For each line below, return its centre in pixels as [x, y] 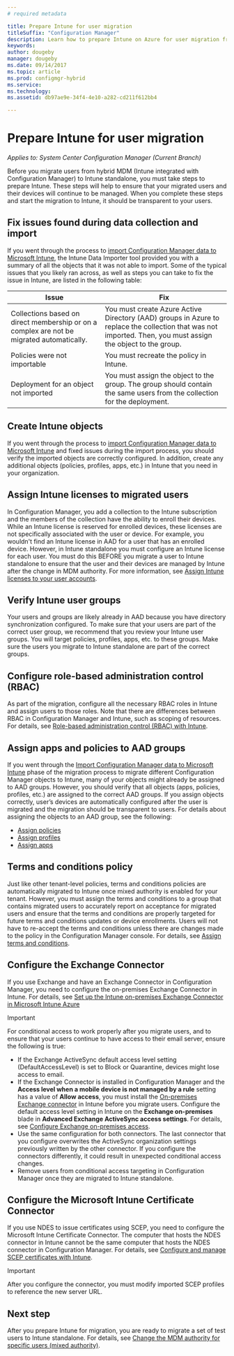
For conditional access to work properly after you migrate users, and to [109, 1031]
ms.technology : [29, 91]
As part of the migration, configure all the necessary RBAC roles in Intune [112, 704]
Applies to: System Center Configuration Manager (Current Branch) [104, 158]
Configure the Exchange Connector [86, 965]
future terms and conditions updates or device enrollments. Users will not [112, 921]
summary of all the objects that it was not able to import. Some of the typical [117, 265]
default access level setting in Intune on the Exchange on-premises [115, 1111]
